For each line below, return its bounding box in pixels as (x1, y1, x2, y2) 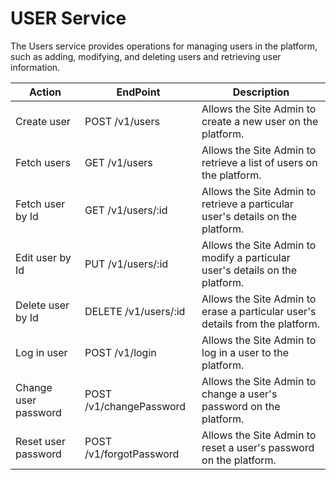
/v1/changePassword (84, 399, 187, 413)
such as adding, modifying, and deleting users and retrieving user (10, 50, 282, 62)
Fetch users (15, 155, 71, 169)
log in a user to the (201, 345, 290, 359)
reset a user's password (201, 440, 315, 454)
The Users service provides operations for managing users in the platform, (10, 40, 318, 52)
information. (10, 61, 61, 73)
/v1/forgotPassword (84, 447, 180, 461)
